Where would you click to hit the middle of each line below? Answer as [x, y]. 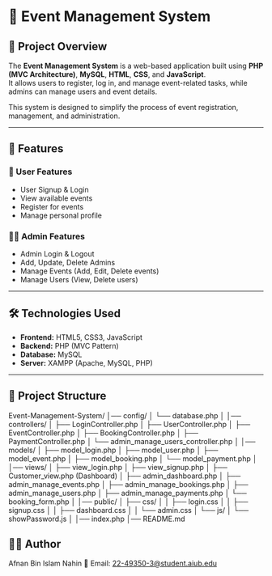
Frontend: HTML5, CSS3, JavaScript [81, 337]
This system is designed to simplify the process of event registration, [123, 107]
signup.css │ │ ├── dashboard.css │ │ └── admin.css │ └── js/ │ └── [129, 510]
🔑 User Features [40, 172]
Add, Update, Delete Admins [68, 262]
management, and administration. [64, 116]
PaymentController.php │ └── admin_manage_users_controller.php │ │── [132, 441]
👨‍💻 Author [35, 544]
